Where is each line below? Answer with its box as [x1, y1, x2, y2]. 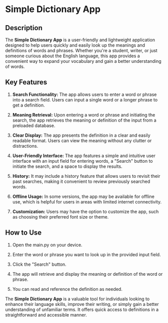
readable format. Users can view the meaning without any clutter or [12, 137, 152, 144]
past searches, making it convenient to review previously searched [12, 178, 150, 184]
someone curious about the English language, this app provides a [5, 53, 140, 59]
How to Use [5, 229, 42, 237]
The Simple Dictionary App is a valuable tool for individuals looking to [5, 295, 150, 302]
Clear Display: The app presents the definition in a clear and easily [12, 132, 151, 138]
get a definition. [12, 102, 45, 108]
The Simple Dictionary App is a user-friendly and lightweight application [5, 37, 155, 43]
